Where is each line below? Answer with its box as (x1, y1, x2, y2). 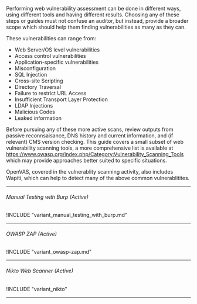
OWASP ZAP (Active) (6, 230, 57, 237)
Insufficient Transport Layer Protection (14, 96, 108, 103)
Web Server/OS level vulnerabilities (14, 46, 100, 53)
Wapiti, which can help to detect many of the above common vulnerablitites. (6, 175, 190, 181)
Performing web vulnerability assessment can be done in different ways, (6, 5, 181, 12)
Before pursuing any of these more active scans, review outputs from (6, 126, 174, 133)
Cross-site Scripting (14, 77, 63, 84)
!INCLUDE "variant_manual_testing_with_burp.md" (6, 212, 128, 219)
